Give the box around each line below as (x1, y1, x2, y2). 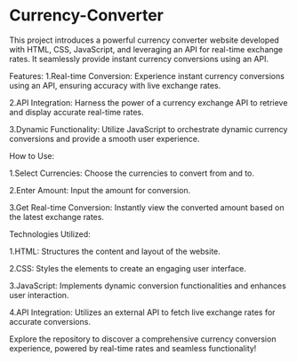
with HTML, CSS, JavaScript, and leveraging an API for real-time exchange (9, 43, 284, 54)
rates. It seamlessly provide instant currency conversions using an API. (9, 53, 269, 64)
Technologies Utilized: (9, 228, 91, 240)
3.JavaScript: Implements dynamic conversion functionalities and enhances (9, 280, 286, 291)
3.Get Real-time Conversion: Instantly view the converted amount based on (9, 201, 285, 213)
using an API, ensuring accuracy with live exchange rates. (9, 80, 221, 90)
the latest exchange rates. (9, 211, 105, 222)
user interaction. (9, 289, 69, 300)
